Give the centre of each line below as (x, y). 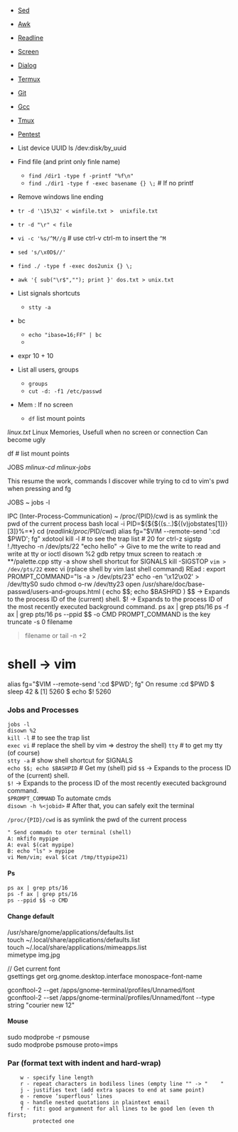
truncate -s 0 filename (40, 622)
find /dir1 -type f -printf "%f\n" (81, 176)
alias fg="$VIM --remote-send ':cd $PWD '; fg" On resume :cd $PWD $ (111, 684)
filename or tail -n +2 (55, 636)
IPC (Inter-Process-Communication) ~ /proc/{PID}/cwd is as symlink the (113, 516)
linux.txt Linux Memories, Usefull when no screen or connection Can (108, 432)
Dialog (27, 65)
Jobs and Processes (43, 710)
